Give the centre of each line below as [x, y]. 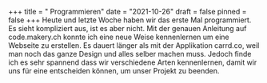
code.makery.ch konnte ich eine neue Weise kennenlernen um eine [119, 37]
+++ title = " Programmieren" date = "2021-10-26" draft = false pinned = [128, 12]
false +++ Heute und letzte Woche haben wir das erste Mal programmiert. [130, 20]
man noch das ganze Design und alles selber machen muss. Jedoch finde [130, 54]
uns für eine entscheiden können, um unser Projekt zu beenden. [114, 71]
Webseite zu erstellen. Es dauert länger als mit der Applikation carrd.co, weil [134, 45]
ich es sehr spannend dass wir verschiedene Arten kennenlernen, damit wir [133, 62]
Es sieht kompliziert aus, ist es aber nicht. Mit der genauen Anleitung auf [128, 28]
